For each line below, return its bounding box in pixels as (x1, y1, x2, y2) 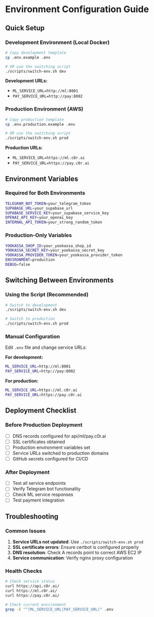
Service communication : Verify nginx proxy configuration (12, 555, 133, 561)
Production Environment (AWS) (5, 106, 84, 113)
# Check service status (5, 579, 55, 584)
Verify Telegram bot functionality (12, 486, 81, 492)
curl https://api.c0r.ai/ (5, 584, 59, 589)
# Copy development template (5, 50, 66, 55)
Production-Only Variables (5, 232, 72, 239)
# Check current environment (5, 602, 66, 607)
